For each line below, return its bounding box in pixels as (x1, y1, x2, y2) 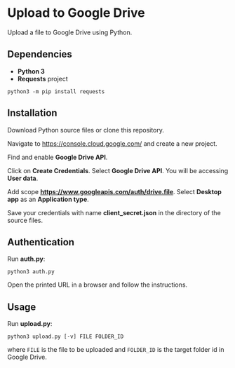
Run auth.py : (7, 254, 46, 264)
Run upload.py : (7, 320, 53, 328)
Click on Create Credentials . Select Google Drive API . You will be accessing (7, 166, 229, 175)
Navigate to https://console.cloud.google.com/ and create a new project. (7, 139, 217, 148)
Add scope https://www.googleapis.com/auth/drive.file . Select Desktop (7, 187, 222, 196)
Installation (7, 107, 58, 119)
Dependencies (7, 48, 72, 60)
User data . (7, 174, 39, 182)
